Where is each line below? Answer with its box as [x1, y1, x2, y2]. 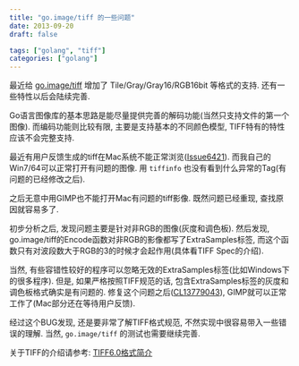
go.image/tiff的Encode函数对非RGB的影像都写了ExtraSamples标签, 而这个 [9, 234, 282, 245]
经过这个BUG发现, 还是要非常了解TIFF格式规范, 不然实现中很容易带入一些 [9, 317, 279, 328]
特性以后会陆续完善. [16, 91, 91, 102]
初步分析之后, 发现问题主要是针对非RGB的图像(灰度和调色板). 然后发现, [9, 223, 270, 234]
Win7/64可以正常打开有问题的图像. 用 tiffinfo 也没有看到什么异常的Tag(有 [9, 163, 286, 174]
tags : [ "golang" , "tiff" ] [9, 46, 106, 55]
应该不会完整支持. [9, 132, 75, 143]
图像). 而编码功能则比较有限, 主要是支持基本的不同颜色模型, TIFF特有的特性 [9, 122, 286, 132]
